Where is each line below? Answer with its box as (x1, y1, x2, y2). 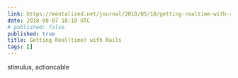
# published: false (7, 23, 65, 30)
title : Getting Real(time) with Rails (7, 37, 122, 44)
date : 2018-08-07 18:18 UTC (7, 17, 91, 24)
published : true (7, 30, 55, 38)
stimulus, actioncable (7, 63, 69, 71)
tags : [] (7, 43, 33, 50)
